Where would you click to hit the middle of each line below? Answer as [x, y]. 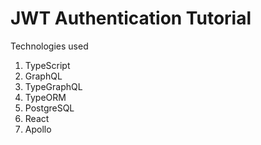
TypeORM [45, 97]
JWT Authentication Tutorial [131, 18]
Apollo [38, 129]
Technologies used [49, 46]
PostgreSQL [49, 108]
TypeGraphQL [53, 86]
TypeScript [47, 65]
